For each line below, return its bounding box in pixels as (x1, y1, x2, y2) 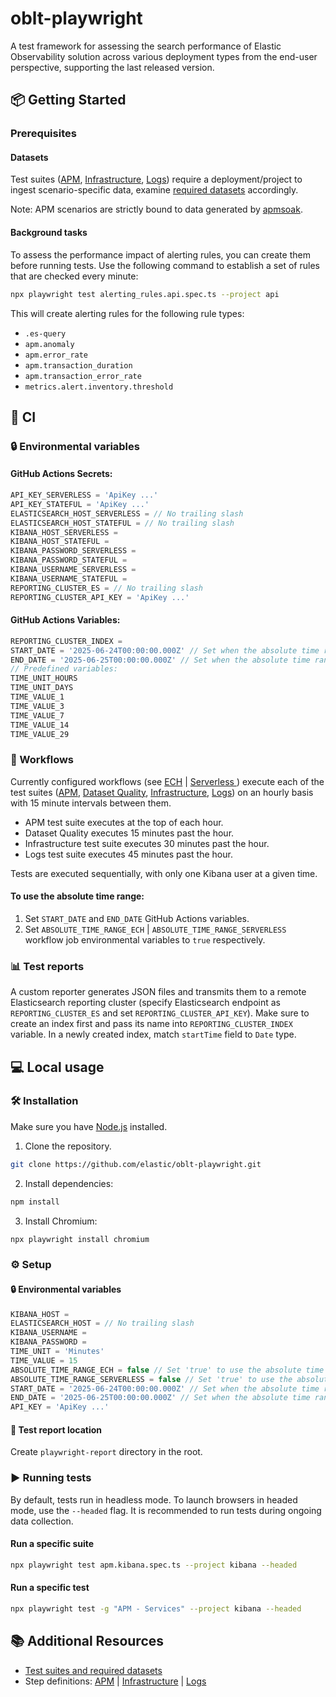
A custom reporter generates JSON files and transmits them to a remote (10, 986, 307, 998)
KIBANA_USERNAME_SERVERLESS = (10, 565, 137, 575)
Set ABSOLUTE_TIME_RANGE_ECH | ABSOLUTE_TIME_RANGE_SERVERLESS (24, 923, 287, 935)
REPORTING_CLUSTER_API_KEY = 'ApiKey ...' (10, 592, 190, 602)
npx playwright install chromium (10, 1234, 150, 1244)
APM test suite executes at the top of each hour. (24, 816, 224, 828)
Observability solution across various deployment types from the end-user (10, 50, 318, 62)
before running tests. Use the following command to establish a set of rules (10, 259, 320, 271)
